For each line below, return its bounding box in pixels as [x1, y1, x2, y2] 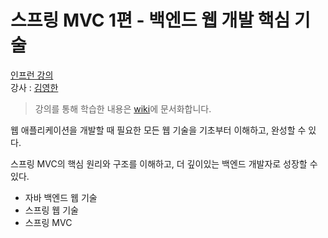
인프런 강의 [10, 69, 54, 81]
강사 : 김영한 [10, 81, 59, 93]
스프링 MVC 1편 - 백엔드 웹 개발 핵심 [10, 9, 291, 32]
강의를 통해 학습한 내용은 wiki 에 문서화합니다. [34, 102, 212, 115]
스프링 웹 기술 [24, 204, 79, 216]
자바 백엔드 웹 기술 [24, 191, 98, 203]
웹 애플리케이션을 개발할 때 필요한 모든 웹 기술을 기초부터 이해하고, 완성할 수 [10, 124, 307, 136]
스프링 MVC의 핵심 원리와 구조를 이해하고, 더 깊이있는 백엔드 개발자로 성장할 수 [10, 157, 318, 170]
